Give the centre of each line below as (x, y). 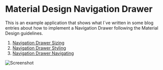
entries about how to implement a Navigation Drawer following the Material (82, 28)
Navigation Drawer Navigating (43, 53)
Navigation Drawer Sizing (38, 42)
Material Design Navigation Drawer (79, 9)
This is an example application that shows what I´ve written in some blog (80, 23)
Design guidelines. (24, 33)
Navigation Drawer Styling (39, 48)
